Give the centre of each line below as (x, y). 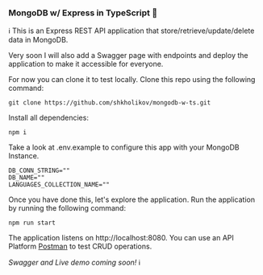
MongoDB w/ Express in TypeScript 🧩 (83, 13)
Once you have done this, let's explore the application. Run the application (132, 199)
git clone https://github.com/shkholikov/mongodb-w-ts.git (110, 103)
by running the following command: (67, 208)
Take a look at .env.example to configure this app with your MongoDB (124, 147)
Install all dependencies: (48, 118)
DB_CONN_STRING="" (39, 171)
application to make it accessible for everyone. (86, 64)
